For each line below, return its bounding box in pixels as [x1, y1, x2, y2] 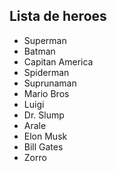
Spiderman [23, 66, 70, 78]
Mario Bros [23, 87, 70, 99]
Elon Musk [23, 130, 68, 142]
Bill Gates [23, 140, 64, 153]
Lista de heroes [9, 8, 107, 25]
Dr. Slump [23, 109, 65, 121]
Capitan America [23, 55, 94, 68]
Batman [23, 45, 56, 57]
